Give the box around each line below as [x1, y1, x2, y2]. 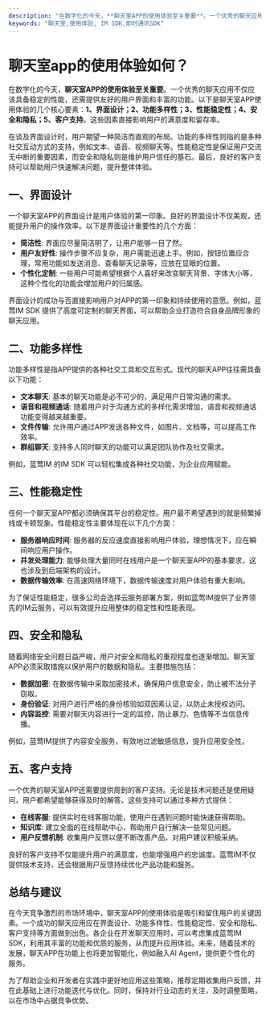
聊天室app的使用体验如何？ [8, 56, 190, 75]
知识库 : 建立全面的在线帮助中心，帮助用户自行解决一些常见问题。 [19, 822, 235, 832]
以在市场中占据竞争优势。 [8, 996, 93, 1006]
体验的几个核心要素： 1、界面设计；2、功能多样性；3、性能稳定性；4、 [14, 105, 251, 114]
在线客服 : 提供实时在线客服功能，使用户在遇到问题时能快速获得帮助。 [19, 812, 250, 822]
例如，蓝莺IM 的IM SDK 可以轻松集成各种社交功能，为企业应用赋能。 [8, 459, 235, 469]
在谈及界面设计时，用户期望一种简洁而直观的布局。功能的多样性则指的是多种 [8, 132, 262, 142]
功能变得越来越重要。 [19, 412, 91, 421]
